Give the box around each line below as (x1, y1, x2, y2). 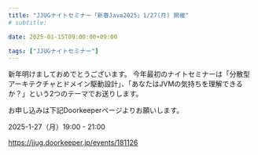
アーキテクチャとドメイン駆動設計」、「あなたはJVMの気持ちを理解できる (8, 79, 244, 88)
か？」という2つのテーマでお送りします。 (8, 89, 143, 99)
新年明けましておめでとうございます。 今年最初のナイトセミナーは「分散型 (8, 70, 250, 79)
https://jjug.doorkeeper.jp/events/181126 (8, 138, 138, 147)
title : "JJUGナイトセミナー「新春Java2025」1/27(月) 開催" (8, 11, 189, 20)
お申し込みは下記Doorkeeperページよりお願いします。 (8, 106, 184, 115)
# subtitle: (8, 19, 47, 27)
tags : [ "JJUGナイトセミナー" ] (8, 47, 99, 55)
